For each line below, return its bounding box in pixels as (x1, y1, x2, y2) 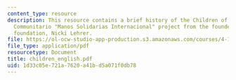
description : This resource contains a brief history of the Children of (7, 17, 228, 24)
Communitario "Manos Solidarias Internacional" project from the (13, 23, 209, 30)
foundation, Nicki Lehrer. (13, 29, 93, 37)
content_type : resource (7, 10, 77, 17)
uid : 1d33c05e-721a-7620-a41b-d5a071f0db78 (7, 62, 137, 69)
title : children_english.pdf (7, 56, 93, 63)
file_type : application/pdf (7, 42, 90, 49)
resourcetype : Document (7, 49, 77, 56)
